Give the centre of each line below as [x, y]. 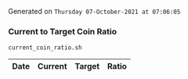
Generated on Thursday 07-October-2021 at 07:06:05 [94, 11]
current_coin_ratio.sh [45, 48]
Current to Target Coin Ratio [63, 31]
